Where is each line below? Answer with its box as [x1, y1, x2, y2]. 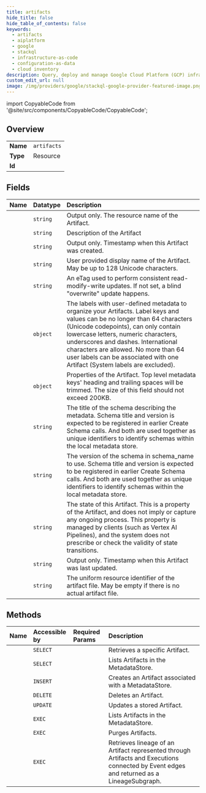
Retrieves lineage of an [108, 738, 175, 747]
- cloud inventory [12, 66, 59, 72]
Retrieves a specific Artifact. [108, 646, 190, 654]
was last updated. [66, 564, 118, 572]
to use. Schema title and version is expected [66, 459, 194, 468]
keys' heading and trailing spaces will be [66, 378, 183, 386]
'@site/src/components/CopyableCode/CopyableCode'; [6, 107, 148, 113]
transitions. [66, 546, 99, 554]
